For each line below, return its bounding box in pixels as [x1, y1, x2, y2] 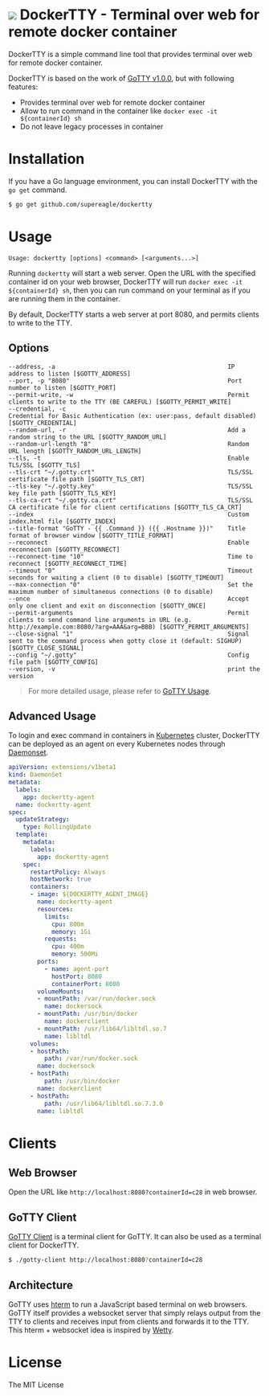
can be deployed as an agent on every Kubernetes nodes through [8, 739, 226, 749]
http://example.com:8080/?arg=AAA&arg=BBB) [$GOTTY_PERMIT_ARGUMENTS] [8, 623, 250, 631]
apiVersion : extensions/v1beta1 [8, 764, 116, 772]
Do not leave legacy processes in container [19, 121, 164, 131]
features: [8, 82, 39, 92]
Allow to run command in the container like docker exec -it [19, 106, 218, 116]
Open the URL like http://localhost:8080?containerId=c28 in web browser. [8, 1187, 258, 1197]
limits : [43, 912, 70, 921]
